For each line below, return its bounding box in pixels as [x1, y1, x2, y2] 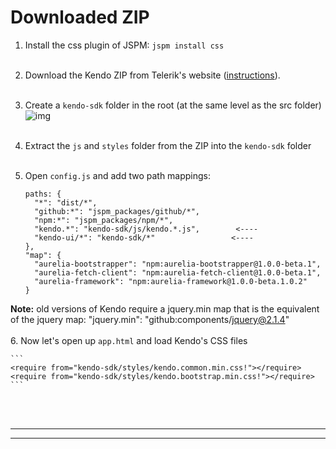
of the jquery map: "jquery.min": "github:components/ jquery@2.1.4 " [10, 313, 290, 325]
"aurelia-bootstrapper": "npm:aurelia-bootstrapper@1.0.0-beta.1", [34, 259, 322, 269]
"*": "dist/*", [34, 197, 98, 208]
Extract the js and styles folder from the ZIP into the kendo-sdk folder [24, 139, 312, 151]
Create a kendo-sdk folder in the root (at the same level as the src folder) [24, 99, 322, 111]
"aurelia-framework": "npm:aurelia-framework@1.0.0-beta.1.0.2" [34, 276, 308, 286]
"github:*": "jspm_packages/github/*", [34, 206, 200, 216]
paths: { [24, 189, 62, 199]
